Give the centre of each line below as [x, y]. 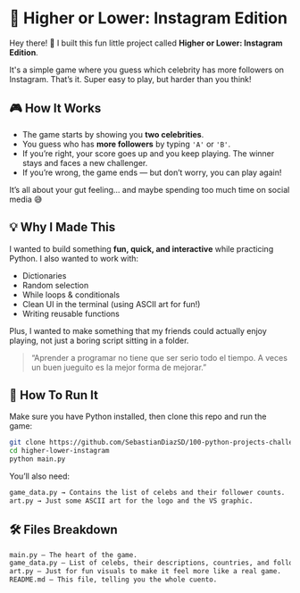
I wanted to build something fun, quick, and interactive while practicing [142, 248]
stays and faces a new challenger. [85, 163]
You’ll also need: [39, 476]
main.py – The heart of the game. [74, 555]
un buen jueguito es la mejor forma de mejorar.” [119, 367]
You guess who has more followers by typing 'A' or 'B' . [126, 144]
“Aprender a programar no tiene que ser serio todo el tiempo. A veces [159, 357]
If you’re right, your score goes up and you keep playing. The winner [148, 153]
